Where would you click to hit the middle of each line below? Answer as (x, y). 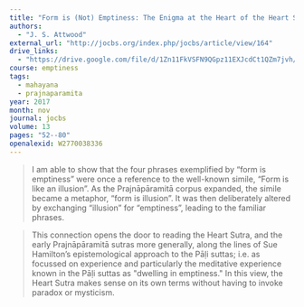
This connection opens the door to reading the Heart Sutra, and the (157, 235)
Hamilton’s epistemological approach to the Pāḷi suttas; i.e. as (146, 254)
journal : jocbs (38, 118)
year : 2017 (30, 102)
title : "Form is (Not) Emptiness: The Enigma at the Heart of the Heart (149, 18)
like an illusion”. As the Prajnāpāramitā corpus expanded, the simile (157, 188)
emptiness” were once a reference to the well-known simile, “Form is (160, 179)
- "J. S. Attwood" (52, 34)
